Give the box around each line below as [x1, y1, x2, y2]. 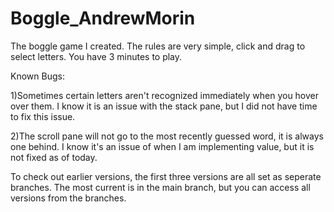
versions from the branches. [10, 192, 127, 204]
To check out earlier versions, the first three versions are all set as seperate [10, 170, 322, 182]
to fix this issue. [10, 110, 76, 122]
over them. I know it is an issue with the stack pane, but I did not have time [10, 100, 318, 112]
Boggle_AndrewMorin [10, 7, 196, 30]
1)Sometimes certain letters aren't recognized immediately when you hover [10, 89, 320, 101]
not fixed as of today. [10, 151, 98, 163]
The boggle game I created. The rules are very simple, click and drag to [10, 40, 306, 52]
